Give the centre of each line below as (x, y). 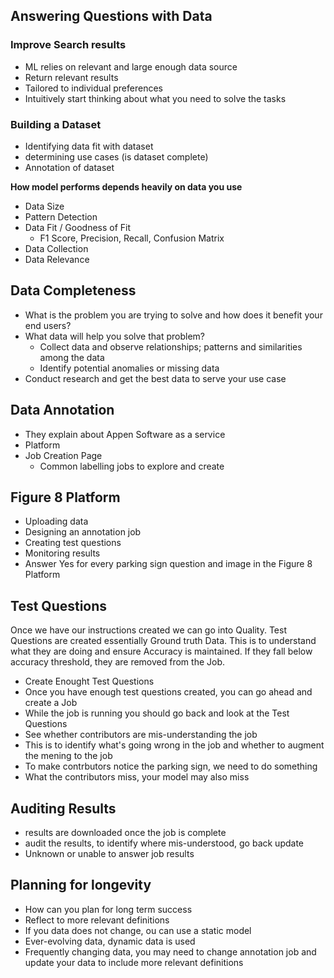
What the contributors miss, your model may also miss (137, 777)
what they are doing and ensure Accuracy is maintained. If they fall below (161, 651)
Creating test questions (73, 543)
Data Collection (56, 248)
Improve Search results (68, 45)
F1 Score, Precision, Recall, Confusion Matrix (132, 238)
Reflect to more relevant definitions (97, 920)
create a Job (51, 703)
